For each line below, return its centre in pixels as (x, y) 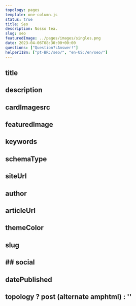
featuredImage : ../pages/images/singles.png (53, 39)
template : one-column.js (31, 15)
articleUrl (21, 211)
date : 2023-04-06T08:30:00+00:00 (41, 43)
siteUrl (16, 176)
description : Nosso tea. (31, 29)
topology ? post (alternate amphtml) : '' (69, 297)
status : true (19, 19)
